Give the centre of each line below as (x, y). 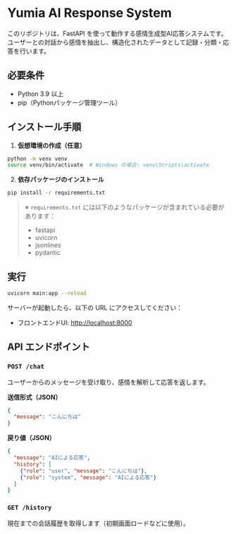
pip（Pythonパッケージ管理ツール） (69, 102)
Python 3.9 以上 (41, 94)
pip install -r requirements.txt (56, 193)
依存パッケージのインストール (61, 180)
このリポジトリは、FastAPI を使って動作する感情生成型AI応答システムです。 (117, 33)
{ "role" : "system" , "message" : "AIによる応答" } (88, 478)
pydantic (48, 253)
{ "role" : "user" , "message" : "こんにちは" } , (84, 471)
